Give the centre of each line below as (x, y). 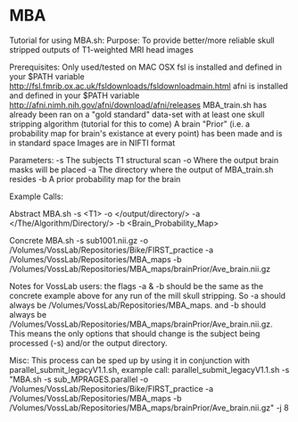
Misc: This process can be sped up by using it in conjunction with (129, 360)
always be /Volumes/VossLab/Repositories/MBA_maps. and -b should (137, 305)
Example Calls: (37, 196)
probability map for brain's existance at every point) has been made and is (146, 133)
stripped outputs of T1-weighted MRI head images (101, 49)
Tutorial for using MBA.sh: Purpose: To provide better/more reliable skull (142, 40)
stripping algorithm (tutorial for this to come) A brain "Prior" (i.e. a (130, 124)
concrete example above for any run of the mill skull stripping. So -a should (148, 295)
